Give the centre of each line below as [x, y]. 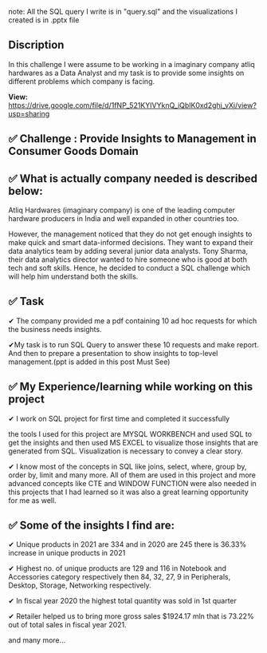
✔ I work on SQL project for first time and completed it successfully [119, 418]
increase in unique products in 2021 [67, 553]
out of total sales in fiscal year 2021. [67, 625]
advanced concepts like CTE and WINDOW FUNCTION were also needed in [132, 483]
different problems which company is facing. [82, 81]
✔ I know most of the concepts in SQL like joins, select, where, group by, [128, 466]
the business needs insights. [55, 329]
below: [26, 191]
